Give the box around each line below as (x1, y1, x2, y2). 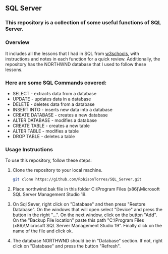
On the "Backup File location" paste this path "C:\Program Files (12, 217, 144, 223)
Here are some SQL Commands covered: (5, 79, 107, 86)
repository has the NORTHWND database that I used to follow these (5, 61, 146, 67)
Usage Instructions (5, 146, 53, 153)
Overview (5, 39, 30, 46)
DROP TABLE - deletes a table (12, 133, 75, 139)
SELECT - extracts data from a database (12, 90, 97, 96)
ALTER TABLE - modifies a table (12, 128, 79, 134)
